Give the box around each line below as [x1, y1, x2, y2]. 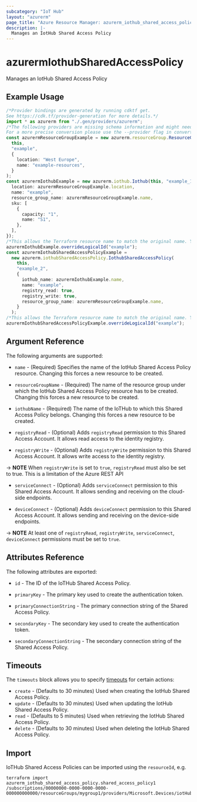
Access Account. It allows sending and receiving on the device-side [14, 512, 179, 519]
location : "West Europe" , [16, 157, 80, 163]
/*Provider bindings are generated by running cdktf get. [6, 107, 151, 113]
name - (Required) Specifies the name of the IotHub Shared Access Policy [14, 363, 191, 370]
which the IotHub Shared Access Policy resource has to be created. [14, 387, 178, 394]
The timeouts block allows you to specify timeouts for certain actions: [6, 676, 175, 683]
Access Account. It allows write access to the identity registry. [14, 452, 165, 459]
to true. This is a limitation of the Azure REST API [6, 470, 124, 477]
